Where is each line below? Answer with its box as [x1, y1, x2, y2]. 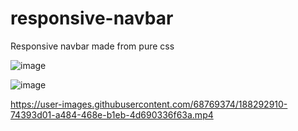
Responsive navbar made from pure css [10, 40, 175, 52]
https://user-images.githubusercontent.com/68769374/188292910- [10, 98, 288, 110]
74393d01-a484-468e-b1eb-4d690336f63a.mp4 [10, 108, 214, 121]
